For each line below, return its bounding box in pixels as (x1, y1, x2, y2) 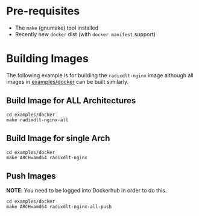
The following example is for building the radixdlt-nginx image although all (6, 71, 194, 79)
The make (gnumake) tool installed (14, 24, 99, 31)
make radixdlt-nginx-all (6, 116, 69, 123)
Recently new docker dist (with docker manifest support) (14, 30, 156, 37)
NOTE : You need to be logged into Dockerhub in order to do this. (6, 187, 167, 194)
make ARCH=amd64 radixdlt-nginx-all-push (6, 204, 112, 210)
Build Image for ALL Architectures (6, 95, 136, 106)
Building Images (6, 52, 89, 66)
